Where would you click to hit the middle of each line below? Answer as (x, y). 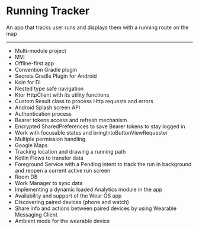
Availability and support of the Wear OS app (68, 195)
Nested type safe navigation (49, 88)
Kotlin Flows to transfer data (49, 158)
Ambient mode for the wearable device (62, 221)
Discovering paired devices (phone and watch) (72, 202)
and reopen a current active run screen (62, 170)
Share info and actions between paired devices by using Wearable (95, 208)
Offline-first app (34, 63)
